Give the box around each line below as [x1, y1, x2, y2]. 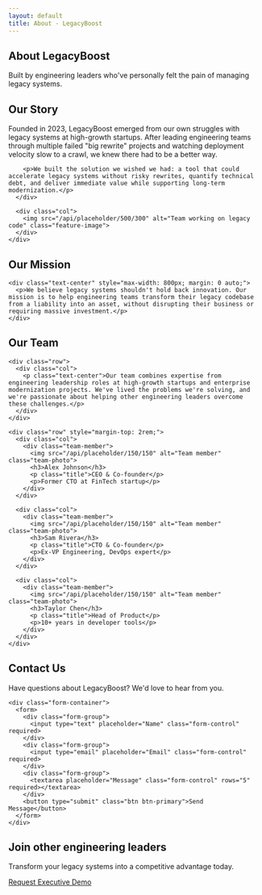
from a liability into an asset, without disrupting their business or [8, 300, 254, 308]
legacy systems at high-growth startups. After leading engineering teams [8, 132, 252, 142]
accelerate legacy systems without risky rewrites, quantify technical [8, 173, 254, 181]
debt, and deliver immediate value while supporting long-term [8, 179, 226, 188]
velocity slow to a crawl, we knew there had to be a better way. [8, 150, 218, 160]
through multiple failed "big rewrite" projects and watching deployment [8, 141, 244, 151]
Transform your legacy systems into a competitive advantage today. [8, 862, 234, 872]
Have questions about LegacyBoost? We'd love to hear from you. [8, 683, 224, 693]
